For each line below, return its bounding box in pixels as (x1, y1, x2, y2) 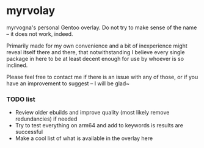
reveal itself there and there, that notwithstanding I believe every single (6, 48, 185, 55)
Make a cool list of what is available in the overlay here (15, 135, 153, 142)
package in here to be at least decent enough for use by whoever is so (6, 55, 184, 62)
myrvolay (6, 4, 56, 18)
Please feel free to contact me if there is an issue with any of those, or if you (6, 73, 199, 80)
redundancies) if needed (15, 115, 78, 122)
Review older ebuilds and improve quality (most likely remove (15, 109, 170, 116)
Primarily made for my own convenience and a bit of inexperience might (6, 42, 188, 49)
